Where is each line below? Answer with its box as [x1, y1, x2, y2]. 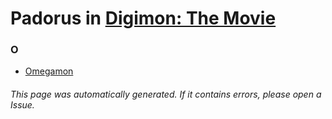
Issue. [10, 99, 35, 111]
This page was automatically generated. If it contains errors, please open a [10, 88, 322, 101]
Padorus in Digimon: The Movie [10, 7, 277, 30]
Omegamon [24, 65, 74, 77]
